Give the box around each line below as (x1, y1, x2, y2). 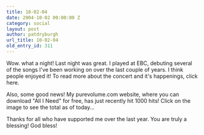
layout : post (6, 26, 40, 32)
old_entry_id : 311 (6, 43, 53, 49)
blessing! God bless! (6, 122, 58, 129)
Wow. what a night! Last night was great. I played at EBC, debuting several (6, 59, 192, 67)
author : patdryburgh (6, 32, 59, 38)
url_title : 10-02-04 (6, 37, 59, 43)
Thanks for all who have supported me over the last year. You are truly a (6, 115, 187, 122)
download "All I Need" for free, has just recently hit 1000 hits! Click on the (6, 97, 191, 104)
